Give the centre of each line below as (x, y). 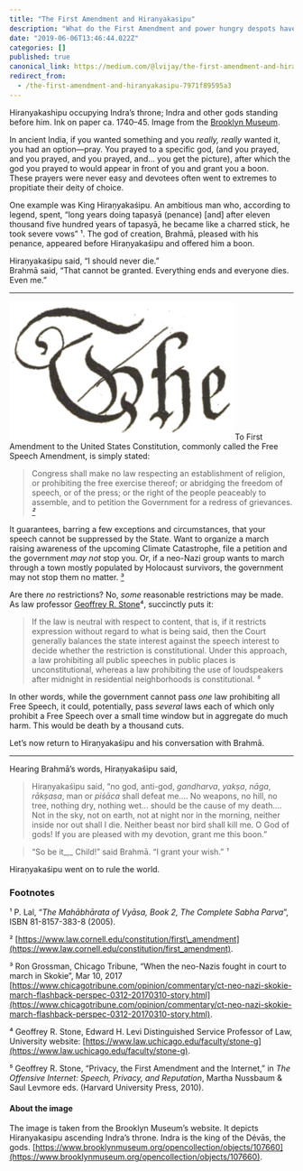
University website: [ (47, 1041)
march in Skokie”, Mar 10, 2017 (66, 976)
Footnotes (32, 892)
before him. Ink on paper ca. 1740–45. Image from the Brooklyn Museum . (145, 122)
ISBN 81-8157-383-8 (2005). (62, 922)
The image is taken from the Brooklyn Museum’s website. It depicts (134, 1129)
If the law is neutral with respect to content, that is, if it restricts (149, 622)
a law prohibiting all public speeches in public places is (133, 659)
